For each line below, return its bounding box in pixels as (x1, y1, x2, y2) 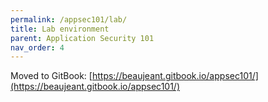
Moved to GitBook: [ (10, 70, 93, 82)
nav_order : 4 (10, 42, 65, 53)
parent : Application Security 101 (10, 33, 155, 43)
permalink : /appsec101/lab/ (10, 14, 128, 25)
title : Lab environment (10, 24, 110, 34)
